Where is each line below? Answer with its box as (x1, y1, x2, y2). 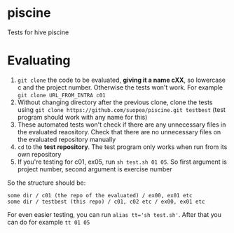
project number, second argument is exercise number (17, 164, 173, 173)
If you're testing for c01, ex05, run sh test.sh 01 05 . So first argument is (17, 157, 228, 166)
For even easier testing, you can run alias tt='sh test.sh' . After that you (7, 210, 222, 218)
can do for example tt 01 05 (7, 218, 90, 226)
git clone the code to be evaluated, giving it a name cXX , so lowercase (17, 76, 226, 84)
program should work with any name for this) (17, 113, 148, 121)
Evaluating (7, 52, 71, 69)
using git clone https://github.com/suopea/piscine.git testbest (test (17, 105, 226, 113)
